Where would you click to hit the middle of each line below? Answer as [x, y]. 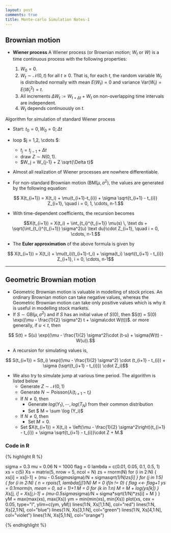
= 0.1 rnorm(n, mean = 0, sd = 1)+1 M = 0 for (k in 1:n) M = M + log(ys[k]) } [82, 488]
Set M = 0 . [39, 422]
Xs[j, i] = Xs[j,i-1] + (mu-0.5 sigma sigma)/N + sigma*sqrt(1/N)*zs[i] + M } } [83, 494]
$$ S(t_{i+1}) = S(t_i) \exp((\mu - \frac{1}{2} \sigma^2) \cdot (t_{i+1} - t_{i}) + [85, 360]
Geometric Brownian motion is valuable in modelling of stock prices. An [88, 292]
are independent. [38, 103]
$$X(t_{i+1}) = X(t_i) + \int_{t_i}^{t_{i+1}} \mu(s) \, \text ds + [85, 223]
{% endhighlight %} [26, 525]
